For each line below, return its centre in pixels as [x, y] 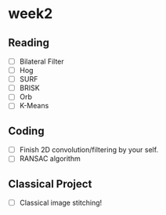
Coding [26, 131]
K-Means [34, 106]
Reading [29, 43]
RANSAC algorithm [50, 159]
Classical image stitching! [61, 203]
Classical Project [50, 184]
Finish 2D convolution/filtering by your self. [89, 150]
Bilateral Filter [41, 61]
